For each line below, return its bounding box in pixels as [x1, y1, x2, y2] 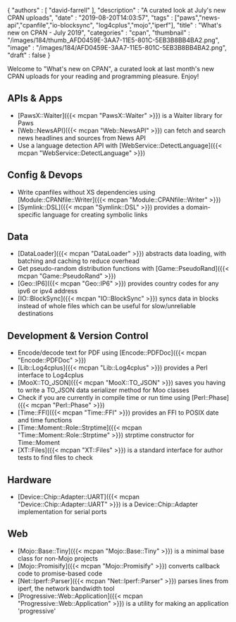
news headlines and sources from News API [17, 133, 146, 142]
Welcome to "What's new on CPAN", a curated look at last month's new [7, 65, 215, 73]
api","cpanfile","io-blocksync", [7, 21, 94, 29]
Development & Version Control [7, 329, 149, 341]
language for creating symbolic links [42, 210, 148, 219]
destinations [17, 310, 54, 318]
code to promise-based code [17, 569, 103, 578]
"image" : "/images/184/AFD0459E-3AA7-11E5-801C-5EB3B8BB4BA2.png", [7, 44, 227, 51]
